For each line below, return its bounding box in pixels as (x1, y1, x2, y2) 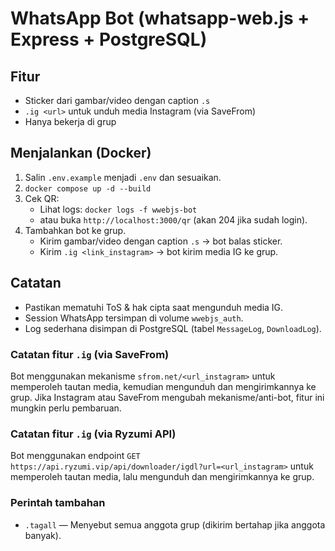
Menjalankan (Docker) (10, 145, 152, 162)
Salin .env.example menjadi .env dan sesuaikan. (24, 171, 222, 183)
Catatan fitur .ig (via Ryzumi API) (10, 427, 177, 441)
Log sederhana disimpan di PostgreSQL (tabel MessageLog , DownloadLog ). (24, 322, 322, 334)
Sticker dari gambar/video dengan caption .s (24, 95, 211, 106)
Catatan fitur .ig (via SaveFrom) (10, 347, 170, 361)
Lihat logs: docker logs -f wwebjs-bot (39, 203, 198, 215)
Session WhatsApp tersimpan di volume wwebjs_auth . (24, 312, 244, 324)
